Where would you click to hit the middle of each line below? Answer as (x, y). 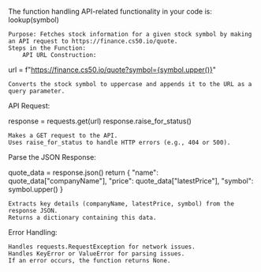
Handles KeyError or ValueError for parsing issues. (97, 254)
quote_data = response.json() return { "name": (84, 172)
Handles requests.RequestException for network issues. (102, 247)
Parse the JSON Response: (52, 157)
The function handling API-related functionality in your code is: (110, 11)
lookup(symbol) (34, 20)
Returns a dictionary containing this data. (82, 217)
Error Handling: (33, 232)
